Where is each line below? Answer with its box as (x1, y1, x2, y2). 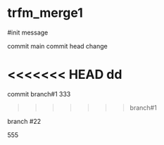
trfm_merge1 (7, 5, 83, 21)
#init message (7, 28, 49, 37)
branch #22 (7, 117, 42, 125)
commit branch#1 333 (7, 89, 71, 98)
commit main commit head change (7, 42, 108, 50)
